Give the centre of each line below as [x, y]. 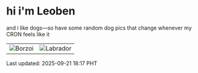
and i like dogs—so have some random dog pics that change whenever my [99, 28]
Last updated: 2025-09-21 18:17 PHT [52, 63]
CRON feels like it [28, 34]
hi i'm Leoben [41, 11]
